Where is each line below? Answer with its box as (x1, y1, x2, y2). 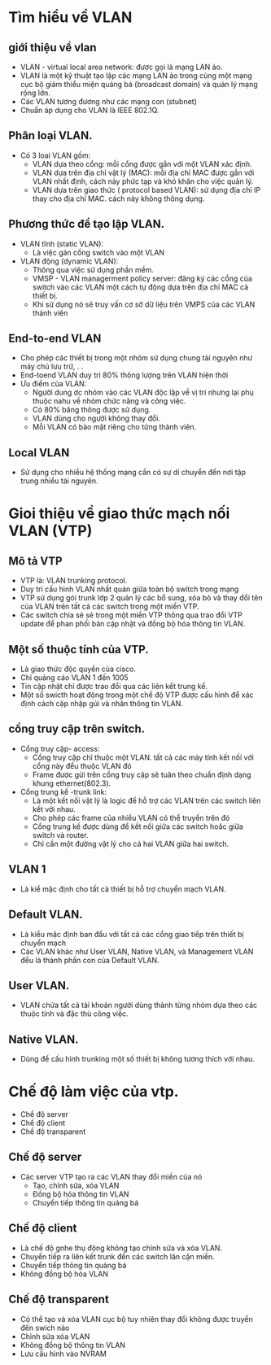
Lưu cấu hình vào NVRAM (20, 1349, 107, 1358)
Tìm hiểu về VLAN (8, 8, 133, 27)
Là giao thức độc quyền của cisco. (20, 664, 137, 674)
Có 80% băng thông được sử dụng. (32, 405, 151, 415)
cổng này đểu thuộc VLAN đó (32, 761, 132, 770)
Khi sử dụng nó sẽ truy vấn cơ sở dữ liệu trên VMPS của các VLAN (32, 299, 256, 309)
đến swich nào (20, 1323, 70, 1332)
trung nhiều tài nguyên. (20, 476, 99, 486)
